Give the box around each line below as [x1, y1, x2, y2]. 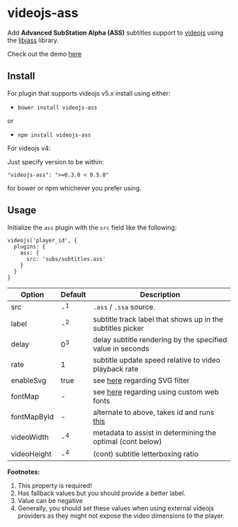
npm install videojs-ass [17, 131, 91, 139]
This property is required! [17, 482, 92, 490]
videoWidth [11, 432, 50, 442]
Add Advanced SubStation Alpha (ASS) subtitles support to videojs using [7, 28, 224, 37]
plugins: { [13, 243, 46, 250]
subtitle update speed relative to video [93, 355, 221, 365]
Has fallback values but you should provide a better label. [17, 489, 186, 497]
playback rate [93, 363, 139, 373]
